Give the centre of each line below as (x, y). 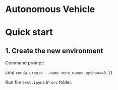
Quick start (29, 32)
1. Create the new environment (54, 51)
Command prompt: (25, 63)
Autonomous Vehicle (50, 9)
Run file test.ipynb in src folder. (39, 82)
